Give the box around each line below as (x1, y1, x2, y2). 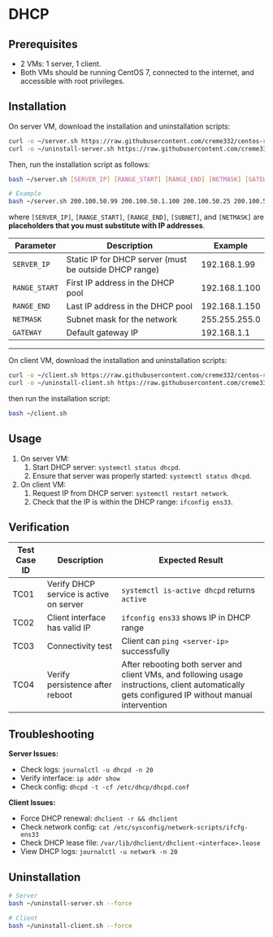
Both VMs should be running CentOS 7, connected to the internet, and (19, 68, 254, 77)
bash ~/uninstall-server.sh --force (8, 899, 132, 908)
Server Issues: (8, 749, 59, 759)
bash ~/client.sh (8, 409, 67, 418)
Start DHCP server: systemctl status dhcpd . (32, 462, 181, 472)
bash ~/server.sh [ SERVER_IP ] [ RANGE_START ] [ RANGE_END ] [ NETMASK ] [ (8, 175, 249, 183)
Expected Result (158, 554, 223, 566)
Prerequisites (8, 37, 78, 51)
